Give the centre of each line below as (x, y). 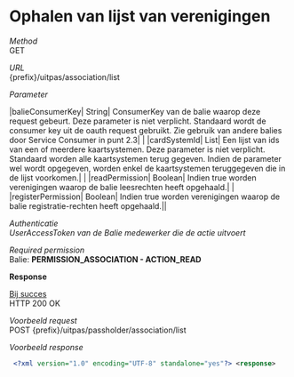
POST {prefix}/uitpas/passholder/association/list (98, 330)
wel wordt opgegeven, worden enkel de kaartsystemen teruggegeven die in (147, 168)
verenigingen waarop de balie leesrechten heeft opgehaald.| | (122, 187)
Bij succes (28, 293)
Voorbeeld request (43, 320)
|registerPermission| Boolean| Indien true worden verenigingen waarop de (145, 197)
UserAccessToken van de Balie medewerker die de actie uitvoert (127, 232)
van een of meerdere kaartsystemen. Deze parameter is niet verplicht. (137, 149)
